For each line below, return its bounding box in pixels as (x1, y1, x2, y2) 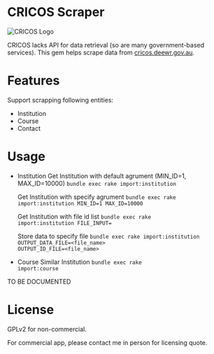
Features (7, 73, 60, 89)
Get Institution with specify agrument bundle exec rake (17, 193, 176, 201)
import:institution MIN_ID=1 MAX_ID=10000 (17, 200, 143, 207)
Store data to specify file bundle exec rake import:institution (17, 232, 200, 240)
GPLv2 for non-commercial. (7, 325, 87, 333)
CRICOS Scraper (7, 4, 105, 20)
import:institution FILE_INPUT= (17, 219, 112, 227)
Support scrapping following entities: (7, 96, 114, 104)
